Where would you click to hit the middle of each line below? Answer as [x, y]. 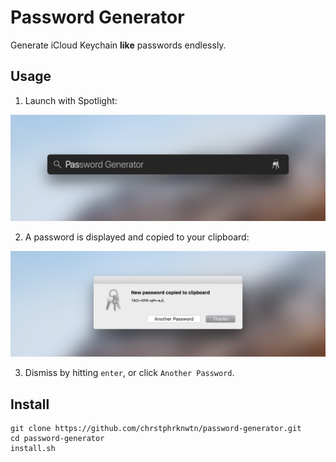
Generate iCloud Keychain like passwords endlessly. [118, 45]
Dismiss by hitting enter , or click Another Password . [129, 373]
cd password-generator [57, 439]
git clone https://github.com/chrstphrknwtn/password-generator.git [156, 429]
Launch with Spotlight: [71, 100]
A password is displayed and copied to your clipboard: [137, 237]
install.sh [33, 449]
